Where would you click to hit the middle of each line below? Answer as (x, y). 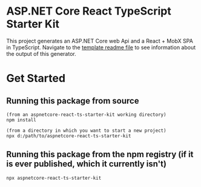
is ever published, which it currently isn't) (86, 164)
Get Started (36, 79)
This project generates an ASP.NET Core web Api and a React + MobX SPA (100, 41)
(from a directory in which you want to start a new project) (86, 131)
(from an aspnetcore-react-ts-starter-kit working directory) (86, 114)
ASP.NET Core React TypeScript (89, 11)
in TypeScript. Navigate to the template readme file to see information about (101, 47)
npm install (21, 120)
